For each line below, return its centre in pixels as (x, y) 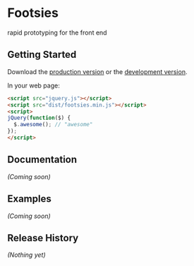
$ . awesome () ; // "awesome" (53, 125)
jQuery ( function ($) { (39, 118)
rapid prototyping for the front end (57, 32)
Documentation (42, 160)
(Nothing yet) (26, 255)
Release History (43, 238)
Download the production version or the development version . (97, 71)
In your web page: (34, 85)
